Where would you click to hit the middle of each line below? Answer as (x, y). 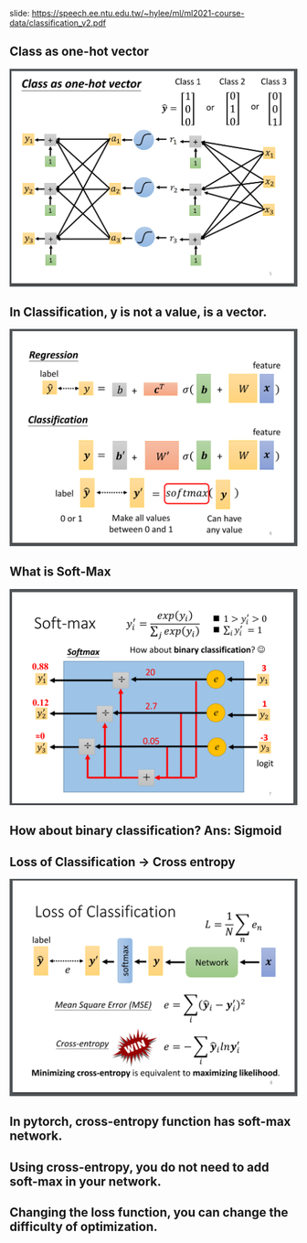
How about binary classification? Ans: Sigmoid (146, 831)
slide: (20, 13)
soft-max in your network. (85, 1181)
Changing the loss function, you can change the (149, 1212)
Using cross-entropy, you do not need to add (139, 1167)
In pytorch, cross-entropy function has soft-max (150, 1122)
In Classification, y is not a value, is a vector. (138, 312)
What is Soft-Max (60, 572)
